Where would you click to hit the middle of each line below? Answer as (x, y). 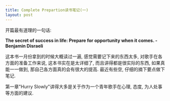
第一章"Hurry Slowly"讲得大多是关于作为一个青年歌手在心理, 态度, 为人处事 (84, 86)
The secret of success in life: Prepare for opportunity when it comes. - (81, 40)
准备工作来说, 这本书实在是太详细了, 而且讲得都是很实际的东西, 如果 (90, 63)
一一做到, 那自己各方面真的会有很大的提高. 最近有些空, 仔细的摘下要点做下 (87, 69)
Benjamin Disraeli (24, 46)
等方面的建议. (20, 93)
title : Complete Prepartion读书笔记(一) (47, 10)
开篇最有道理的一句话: (29, 30)
